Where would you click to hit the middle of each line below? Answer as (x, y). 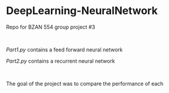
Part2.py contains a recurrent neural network (61, 61)
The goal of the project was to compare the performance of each (85, 84)
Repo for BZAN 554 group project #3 (51, 27)
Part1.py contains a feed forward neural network (65, 49)
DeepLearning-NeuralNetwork (82, 11)
